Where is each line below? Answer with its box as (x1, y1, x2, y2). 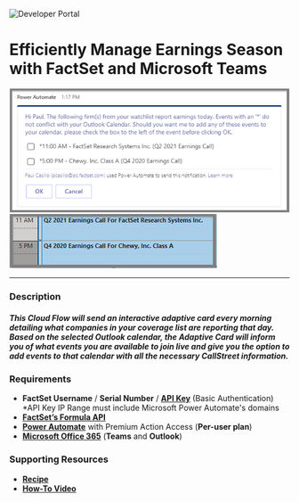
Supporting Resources (9, 453, 109, 465)
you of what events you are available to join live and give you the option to (9, 341, 290, 351)
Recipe (21, 473, 49, 484)
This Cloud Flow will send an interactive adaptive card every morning (9, 312, 272, 323)
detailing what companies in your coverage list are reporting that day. (9, 322, 274, 333)
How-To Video (21, 482, 77, 494)
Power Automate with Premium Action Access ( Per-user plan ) (21, 422, 253, 432)
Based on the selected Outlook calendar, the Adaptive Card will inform (9, 331, 276, 342)
